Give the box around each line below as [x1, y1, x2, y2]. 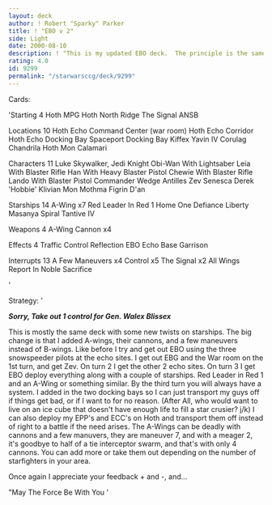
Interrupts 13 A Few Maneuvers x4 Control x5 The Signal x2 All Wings [8, 256, 240, 265]
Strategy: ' [8, 295, 43, 305]
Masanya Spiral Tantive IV [8, 208, 96, 219]
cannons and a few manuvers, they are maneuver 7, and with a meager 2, [8, 430, 253, 439]
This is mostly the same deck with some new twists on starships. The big [8, 327, 253, 337]
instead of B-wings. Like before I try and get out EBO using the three [8, 344, 237, 354]
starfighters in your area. [8, 456, 91, 465]
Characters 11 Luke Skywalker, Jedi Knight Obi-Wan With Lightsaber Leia [8, 159, 251, 168]
